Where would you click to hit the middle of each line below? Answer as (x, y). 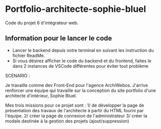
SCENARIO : (18, 76)
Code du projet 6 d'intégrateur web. (42, 23)
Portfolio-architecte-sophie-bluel (76, 9)
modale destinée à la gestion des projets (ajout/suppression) (67, 121)
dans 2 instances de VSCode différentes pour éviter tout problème (80, 66)
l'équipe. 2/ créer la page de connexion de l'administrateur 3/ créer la (76, 116)
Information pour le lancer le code (59, 38)
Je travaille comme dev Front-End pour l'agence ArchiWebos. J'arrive (77, 85)
